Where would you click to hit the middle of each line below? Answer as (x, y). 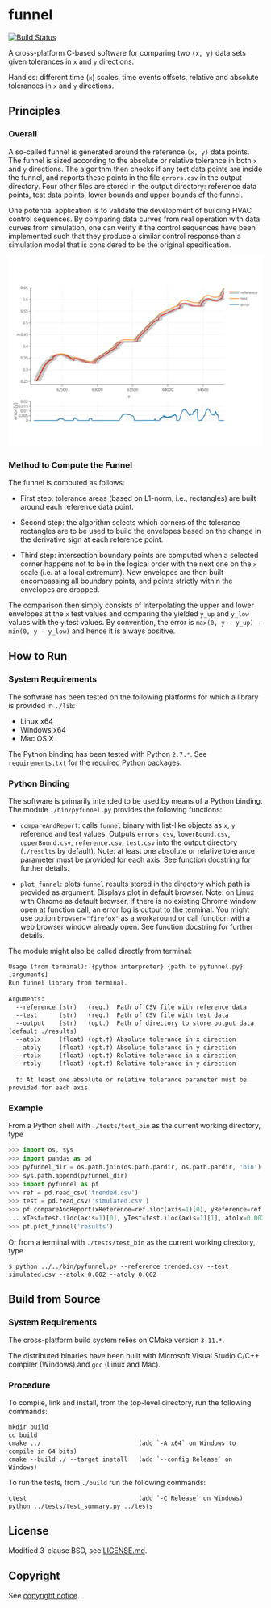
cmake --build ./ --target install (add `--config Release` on (120, 1459)
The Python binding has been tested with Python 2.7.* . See (108, 754)
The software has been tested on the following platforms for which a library (133, 697)
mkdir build (28, 1427)
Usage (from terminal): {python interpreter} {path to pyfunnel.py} (126, 967)
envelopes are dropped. (60, 589)
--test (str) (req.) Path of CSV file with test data (122, 1015)
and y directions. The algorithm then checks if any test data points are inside (135, 169)
